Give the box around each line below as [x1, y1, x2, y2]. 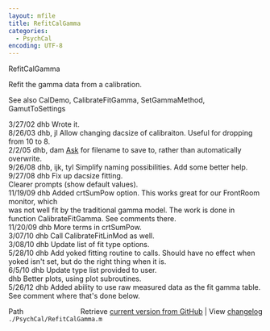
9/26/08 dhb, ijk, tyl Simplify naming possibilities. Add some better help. [8, 162, 248, 172]
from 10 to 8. [8, 136, 51, 146]
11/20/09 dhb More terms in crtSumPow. [8, 223, 143, 233]
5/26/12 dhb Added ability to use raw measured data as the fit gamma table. [8, 283, 261, 292]
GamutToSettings [8, 104, 66, 114]
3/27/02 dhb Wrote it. [8, 119, 81, 129]
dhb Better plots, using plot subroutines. [8, 274, 142, 283]
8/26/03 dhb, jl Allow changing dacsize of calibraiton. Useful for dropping [8, 128, 253, 138]
